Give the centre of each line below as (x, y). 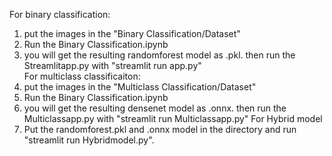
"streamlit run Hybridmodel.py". (89, 140)
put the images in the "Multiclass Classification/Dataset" (140, 87)
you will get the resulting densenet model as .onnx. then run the (155, 108)
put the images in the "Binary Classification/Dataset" (132, 33)
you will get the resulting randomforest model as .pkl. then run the (159, 55)
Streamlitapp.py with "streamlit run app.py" (112, 65)
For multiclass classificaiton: (82, 76)
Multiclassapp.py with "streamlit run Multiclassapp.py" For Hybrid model (173, 118)
